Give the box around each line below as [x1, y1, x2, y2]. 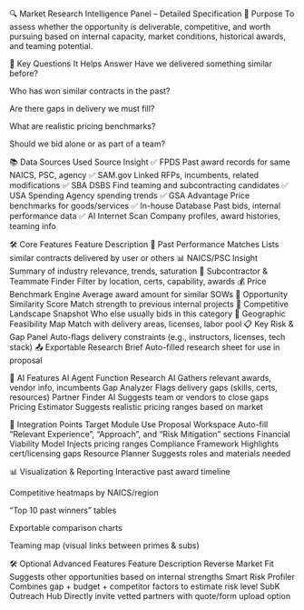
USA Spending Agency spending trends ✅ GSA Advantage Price [9, 190, 250, 201]
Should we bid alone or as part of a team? [9, 138, 166, 149]
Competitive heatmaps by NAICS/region [9, 487, 159, 498]
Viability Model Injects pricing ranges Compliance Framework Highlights [9, 438, 279, 449]
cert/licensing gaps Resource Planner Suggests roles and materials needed [9, 448, 291, 458]
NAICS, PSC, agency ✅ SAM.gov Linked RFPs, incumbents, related [9, 170, 260, 180]
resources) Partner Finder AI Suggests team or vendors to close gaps [9, 392, 270, 403]
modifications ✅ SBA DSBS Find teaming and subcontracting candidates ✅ [9, 180, 289, 190]
